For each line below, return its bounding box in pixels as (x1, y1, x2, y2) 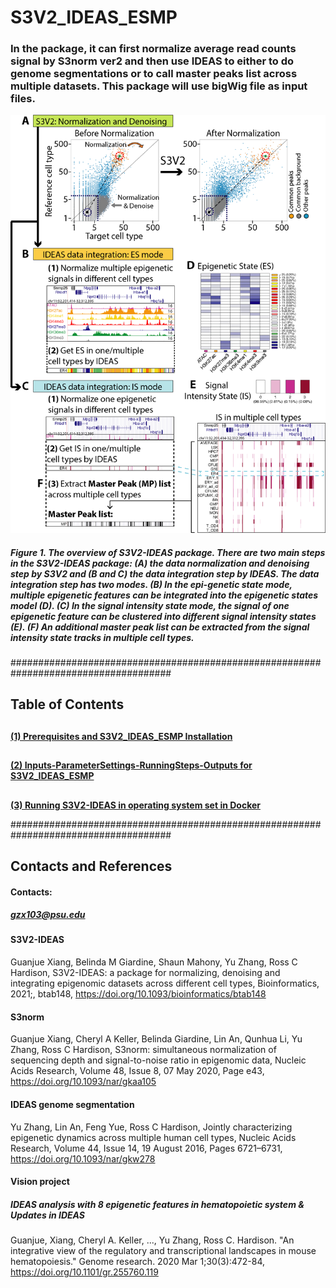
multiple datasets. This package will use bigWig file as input (10, 79, 308, 93)
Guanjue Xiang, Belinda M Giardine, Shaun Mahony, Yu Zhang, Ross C (10, 956, 298, 968)
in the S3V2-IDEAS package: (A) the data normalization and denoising (10, 557, 310, 569)
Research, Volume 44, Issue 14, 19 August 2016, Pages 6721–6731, (10, 1142, 283, 1154)
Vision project (10, 1176, 70, 1188)
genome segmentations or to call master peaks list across (10, 67, 298, 81)
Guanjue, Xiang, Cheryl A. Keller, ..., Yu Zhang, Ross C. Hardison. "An (10, 1234, 295, 1246)
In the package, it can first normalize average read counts (10, 42, 297, 56)
